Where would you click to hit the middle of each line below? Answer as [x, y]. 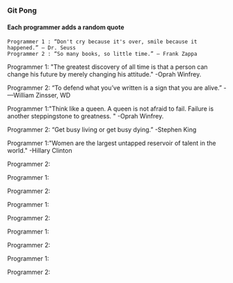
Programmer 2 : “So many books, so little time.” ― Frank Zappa [102, 54]
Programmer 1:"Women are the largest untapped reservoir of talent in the [112, 143]
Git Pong [22, 10]
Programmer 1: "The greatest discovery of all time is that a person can [107, 67]
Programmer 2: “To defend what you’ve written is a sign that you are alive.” [115, 88]
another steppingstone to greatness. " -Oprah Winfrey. [86, 116]
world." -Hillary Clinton [40, 151]
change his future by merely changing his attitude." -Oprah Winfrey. [104, 75]
